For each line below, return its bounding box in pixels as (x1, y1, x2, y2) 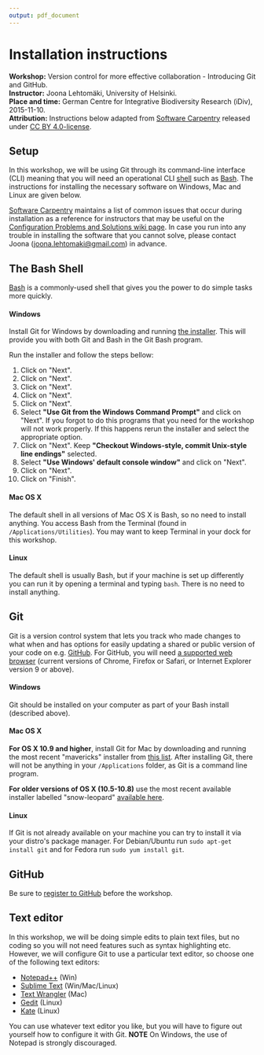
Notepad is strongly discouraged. (9, 1038, 117, 1047)
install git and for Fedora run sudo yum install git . (9, 845, 185, 854)
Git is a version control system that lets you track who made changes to (9, 631, 241, 640)
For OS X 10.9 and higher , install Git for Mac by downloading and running (9, 744, 247, 753)
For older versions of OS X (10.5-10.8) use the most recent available (9, 784, 232, 794)
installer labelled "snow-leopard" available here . (9, 793, 164, 802)
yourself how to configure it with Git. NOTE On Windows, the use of (9, 1029, 228, 1039)
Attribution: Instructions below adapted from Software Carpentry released (9, 113, 251, 123)
